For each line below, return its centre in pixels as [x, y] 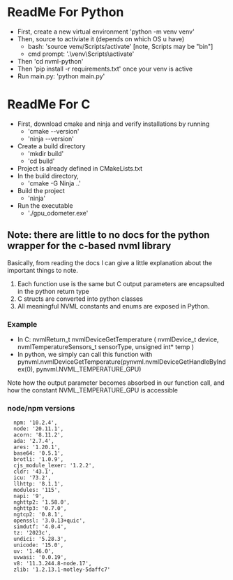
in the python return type [53, 291]
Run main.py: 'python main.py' [61, 76]
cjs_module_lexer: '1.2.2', [54, 466]
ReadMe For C [49, 105]
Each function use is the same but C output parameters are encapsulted [121, 283]
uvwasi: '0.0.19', [40, 558]
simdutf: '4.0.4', [40, 527]
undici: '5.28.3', [40, 539]
